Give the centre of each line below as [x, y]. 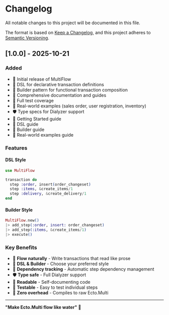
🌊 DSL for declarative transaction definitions [58, 84]
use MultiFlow [20, 170]
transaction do [21, 179]
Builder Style [19, 210]
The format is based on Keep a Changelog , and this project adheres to [78, 32]
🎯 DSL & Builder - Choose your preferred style [61, 264]
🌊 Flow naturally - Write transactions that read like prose [71, 258]
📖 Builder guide [28, 130]
